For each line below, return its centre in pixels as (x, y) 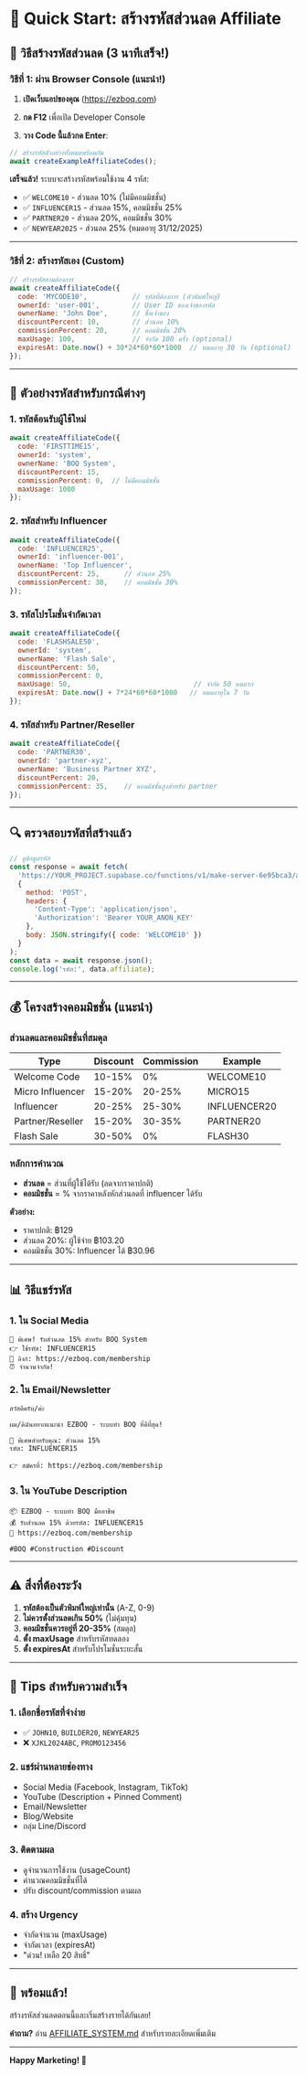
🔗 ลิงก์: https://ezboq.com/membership (80, 1359)
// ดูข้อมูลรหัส (30, 858)
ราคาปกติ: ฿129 (48, 1230)
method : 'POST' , (57, 892)
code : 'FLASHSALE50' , (59, 642)
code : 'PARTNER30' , (55, 752)
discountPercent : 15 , (59, 472)
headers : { (47, 901)
